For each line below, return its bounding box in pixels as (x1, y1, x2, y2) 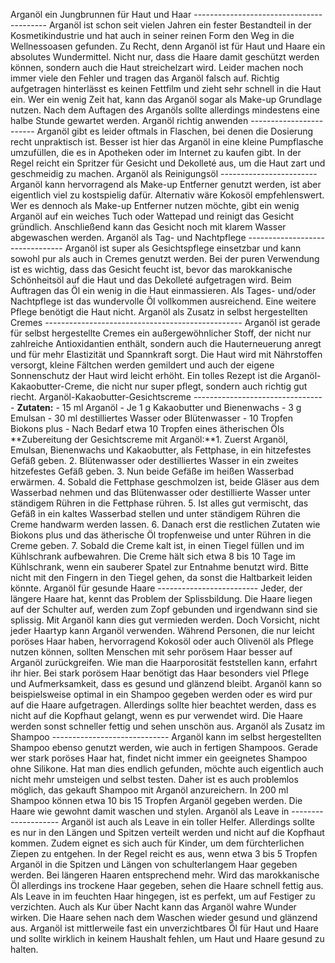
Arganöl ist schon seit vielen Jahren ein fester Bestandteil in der (48, 19, 312, 31)
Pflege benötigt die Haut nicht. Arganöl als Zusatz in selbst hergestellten (10, 306, 308, 318)
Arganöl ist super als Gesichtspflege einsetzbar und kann (64, 242, 302, 254)
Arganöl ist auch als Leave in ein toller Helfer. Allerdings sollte (61, 816, 315, 828)
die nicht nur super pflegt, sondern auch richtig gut (96, 380, 308, 392)
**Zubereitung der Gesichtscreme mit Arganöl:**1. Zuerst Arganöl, (10, 434, 288, 445)
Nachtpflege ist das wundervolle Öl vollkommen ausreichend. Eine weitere (10, 295, 317, 307)
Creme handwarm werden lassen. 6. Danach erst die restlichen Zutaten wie (10, 519, 321, 530)
